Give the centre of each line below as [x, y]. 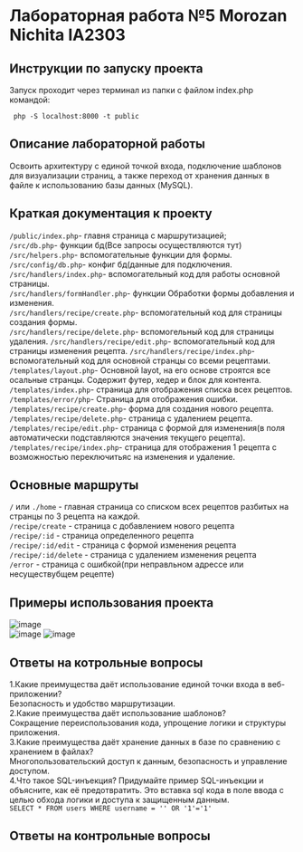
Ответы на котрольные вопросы [106, 662]
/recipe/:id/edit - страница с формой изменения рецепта [123, 545]
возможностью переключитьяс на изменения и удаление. [123, 456]
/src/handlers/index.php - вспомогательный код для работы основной [145, 273]
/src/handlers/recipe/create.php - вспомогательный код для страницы [146, 312]
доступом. [29, 771]
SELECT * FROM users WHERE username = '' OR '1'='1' [111, 809]
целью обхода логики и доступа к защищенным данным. [119, 800]
